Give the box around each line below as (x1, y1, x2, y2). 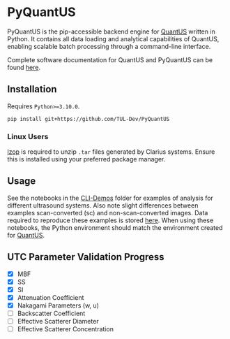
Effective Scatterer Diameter (17, 317, 99, 326)
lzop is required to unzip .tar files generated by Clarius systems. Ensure (7, 147, 215, 156)
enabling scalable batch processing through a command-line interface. (7, 42, 211, 50)
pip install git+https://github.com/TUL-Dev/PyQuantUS (7, 115, 170, 122)
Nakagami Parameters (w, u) (17, 301, 100, 310)
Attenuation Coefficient (17, 293, 84, 301)
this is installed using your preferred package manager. (7, 155, 166, 164)
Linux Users (7, 131, 49, 141)
